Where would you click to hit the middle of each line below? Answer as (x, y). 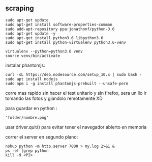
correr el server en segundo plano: (42, 137)
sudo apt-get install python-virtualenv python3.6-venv (66, 42)
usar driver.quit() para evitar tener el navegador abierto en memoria (76, 127)
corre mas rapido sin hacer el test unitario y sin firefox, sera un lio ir (76, 93)
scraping (20, 8)
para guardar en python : (31, 108)
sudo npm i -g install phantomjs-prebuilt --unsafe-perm (67, 84)
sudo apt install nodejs (32, 79)
